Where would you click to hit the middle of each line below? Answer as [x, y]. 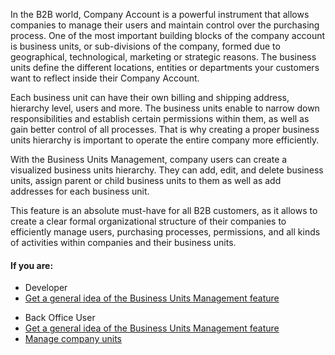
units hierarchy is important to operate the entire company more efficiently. [165, 140]
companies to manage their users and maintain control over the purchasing [165, 25]
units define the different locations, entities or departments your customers [165, 67]
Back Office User [60, 318]
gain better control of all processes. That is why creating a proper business [165, 129]
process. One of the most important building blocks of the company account [168, 35]
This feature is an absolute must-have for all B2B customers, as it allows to [164, 210]
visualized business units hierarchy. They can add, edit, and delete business [167, 170]
